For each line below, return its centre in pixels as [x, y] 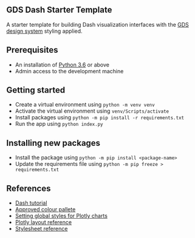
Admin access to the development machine [69, 71]
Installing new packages [53, 143]
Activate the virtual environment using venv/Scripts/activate [92, 111]
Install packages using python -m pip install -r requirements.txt [100, 117]
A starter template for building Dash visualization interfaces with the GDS [98, 24]
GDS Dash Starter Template [59, 10]
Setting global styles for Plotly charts [61, 216]
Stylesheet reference [41, 229]
